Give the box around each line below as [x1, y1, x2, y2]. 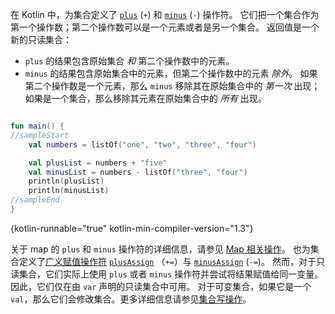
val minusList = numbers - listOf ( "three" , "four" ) [28, 167, 248, 177]
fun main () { [10, 121, 65, 131]
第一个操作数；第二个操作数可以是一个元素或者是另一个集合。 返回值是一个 [10, 21, 320, 33]
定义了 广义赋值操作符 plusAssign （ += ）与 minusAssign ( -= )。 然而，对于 [18, 255, 317, 267]
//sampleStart [10, 130, 70, 140]
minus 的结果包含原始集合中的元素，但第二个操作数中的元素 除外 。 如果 [24, 68, 318, 79]
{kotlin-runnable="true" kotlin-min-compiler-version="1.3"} [10, 222, 254, 234]
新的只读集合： [10, 34, 72, 45]
